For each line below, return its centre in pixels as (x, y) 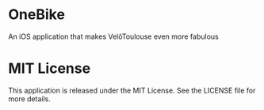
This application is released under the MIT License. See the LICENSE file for (132, 90)
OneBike (37, 15)
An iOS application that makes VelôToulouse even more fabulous (114, 36)
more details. (30, 99)
